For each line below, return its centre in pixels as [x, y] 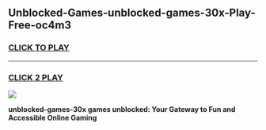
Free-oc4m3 [40, 26]
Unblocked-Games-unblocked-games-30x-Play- [132, 13]
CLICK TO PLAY [39, 48]
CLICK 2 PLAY [36, 77]
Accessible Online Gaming [53, 117]
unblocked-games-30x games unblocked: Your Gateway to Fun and [122, 109]
